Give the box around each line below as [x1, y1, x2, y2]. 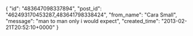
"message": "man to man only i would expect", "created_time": [5, 18, 160, 24]
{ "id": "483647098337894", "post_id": [5, 5, 102, 12]
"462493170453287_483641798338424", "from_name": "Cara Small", [5, 11, 177, 18]
